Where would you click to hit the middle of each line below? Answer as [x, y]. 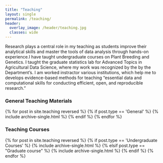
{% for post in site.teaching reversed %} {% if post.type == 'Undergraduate [81, 140]
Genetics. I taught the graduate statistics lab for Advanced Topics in [74, 62]
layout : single [21, 14]
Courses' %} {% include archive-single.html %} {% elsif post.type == [75, 145]
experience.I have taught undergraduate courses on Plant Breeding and [77, 57]
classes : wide [24, 32]
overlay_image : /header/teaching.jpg [48, 28]
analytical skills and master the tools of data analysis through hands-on [77, 52]
